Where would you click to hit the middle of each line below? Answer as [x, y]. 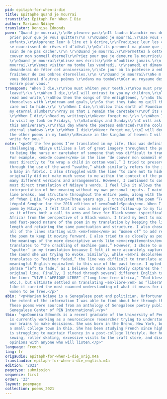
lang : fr [14, 352]
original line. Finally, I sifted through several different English [83, 273]
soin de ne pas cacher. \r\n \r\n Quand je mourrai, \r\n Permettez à [80, 51]
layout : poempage [23, 384]
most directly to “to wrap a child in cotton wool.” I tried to [78, 162]
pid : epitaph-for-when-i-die [35, 10]
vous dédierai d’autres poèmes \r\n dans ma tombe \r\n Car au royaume [82, 79]
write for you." [26, 139]
